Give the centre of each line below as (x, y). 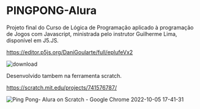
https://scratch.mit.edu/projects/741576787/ (62, 87)
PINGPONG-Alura (51, 11)
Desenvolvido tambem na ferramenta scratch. (64, 76)
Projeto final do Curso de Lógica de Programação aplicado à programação (100, 27)
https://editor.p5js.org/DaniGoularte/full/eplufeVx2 (70, 52)
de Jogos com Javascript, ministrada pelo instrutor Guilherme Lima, (92, 33)
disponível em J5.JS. (33, 40)
